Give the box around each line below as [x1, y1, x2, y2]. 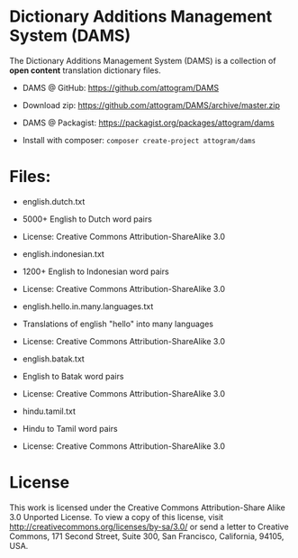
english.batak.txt [22, 353, 86, 364]
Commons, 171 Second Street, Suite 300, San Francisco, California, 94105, [9, 530, 284, 542]
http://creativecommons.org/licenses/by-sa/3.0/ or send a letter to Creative [9, 521, 290, 532]
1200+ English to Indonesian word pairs [22, 266, 169, 277]
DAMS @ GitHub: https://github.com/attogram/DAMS [22, 82, 219, 93]
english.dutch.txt [22, 196, 86, 206]
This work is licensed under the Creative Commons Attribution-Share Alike [9, 502, 285, 513]
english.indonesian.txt [22, 248, 105, 259]
